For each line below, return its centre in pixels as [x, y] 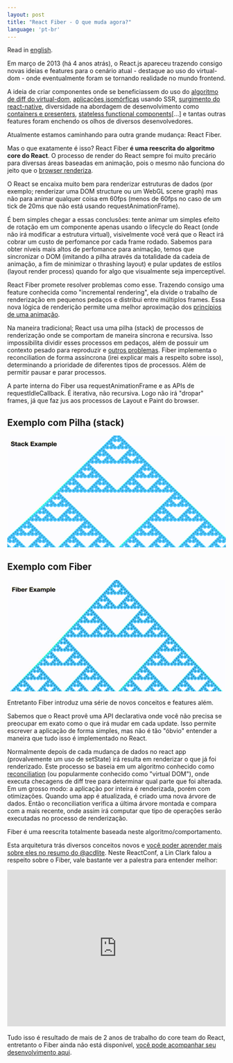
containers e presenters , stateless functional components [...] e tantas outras [116, 114]
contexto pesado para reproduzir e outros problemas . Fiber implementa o [112, 350]
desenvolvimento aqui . [40, 1053]
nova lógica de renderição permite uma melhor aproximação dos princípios [114, 307]
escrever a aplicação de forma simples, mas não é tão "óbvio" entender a [112, 731]
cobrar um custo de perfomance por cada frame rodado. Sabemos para [110, 242]
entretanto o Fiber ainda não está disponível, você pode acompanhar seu [112, 1045]
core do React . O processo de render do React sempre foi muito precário [112, 156]
